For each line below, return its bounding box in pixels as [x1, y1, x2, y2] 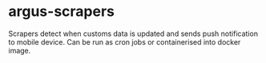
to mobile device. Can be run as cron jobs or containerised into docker [8, 37, 241, 46]
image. [8, 45, 31, 55]
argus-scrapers [8, 2, 115, 21]
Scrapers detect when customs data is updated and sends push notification [8, 29, 259, 38]
